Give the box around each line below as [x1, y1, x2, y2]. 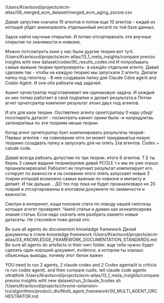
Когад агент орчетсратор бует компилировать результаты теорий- [5, 130, 146, 135]
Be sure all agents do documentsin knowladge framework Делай [5, 226, 137, 232]
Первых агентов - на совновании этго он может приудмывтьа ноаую [5, 135, 150, 140]
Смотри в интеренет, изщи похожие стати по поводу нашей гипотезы [5, 201, 151, 206]
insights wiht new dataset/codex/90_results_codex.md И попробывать [5, 59, 149, 65]
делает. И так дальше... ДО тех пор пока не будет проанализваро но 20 [5, 181, 156, 187]
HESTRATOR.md [5, 293, 38, 299]
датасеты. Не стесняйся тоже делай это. [5, 217, 91, 222]
